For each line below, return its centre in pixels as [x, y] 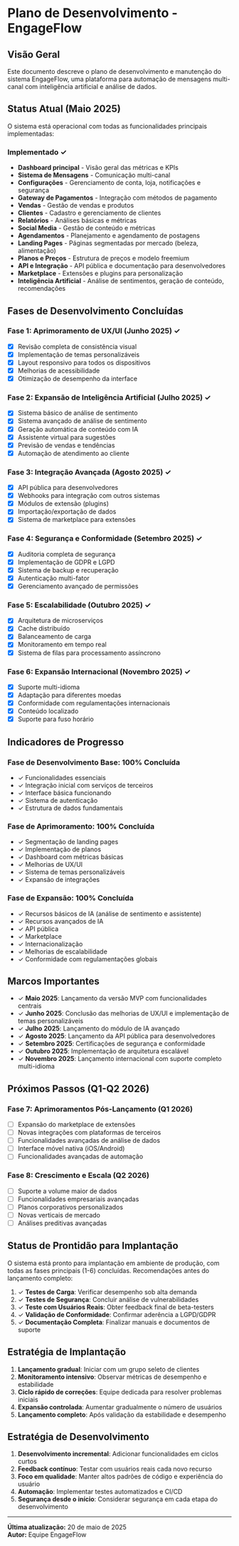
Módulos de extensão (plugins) [63, 503]
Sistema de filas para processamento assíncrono [89, 653]
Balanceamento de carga [54, 636]
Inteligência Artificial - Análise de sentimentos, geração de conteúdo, [121, 281]
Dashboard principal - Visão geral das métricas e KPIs [98, 168]
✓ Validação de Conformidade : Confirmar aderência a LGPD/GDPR [117, 1314]
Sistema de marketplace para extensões [77, 520]
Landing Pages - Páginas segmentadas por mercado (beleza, [108, 243]
